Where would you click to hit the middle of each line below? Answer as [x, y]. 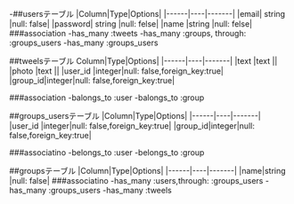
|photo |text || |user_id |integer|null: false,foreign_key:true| [117, 71]
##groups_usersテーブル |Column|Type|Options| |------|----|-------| [135, 116]
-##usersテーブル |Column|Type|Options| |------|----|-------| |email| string [147, 14]
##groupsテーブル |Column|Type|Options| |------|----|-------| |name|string [148, 171]
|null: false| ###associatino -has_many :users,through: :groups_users [136, 180]
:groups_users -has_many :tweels [110, 190]
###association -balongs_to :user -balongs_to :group [107, 98]
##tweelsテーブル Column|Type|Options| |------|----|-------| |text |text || [143, 61]
